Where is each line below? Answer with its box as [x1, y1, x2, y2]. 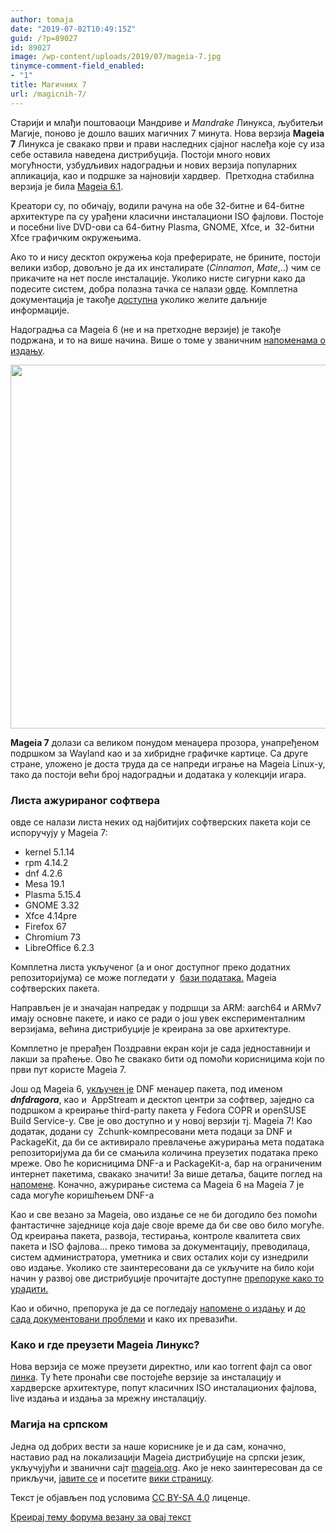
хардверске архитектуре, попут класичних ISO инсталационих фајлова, [10, 1382, 317, 1394]
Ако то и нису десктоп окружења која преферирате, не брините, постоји [10, 251, 321, 263]
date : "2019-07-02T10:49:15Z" [10, 24, 137, 34]
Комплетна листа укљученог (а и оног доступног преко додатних [10, 961, 291, 973]
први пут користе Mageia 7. [10, 1063, 127, 1075]
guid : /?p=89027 [10, 33, 78, 43]
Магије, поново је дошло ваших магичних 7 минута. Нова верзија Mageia [10, 127, 325, 139]
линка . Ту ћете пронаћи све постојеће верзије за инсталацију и [10, 1371, 282, 1383]
